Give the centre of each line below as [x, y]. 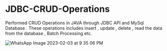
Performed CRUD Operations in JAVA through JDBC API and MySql [74, 23]
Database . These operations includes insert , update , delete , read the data [84, 28]
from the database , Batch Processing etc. [49, 33]
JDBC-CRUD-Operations [58, 9]
